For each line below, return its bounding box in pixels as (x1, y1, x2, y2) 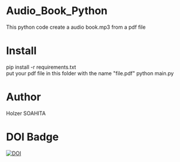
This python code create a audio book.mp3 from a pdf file (6, 23, 146, 31)
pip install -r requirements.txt (6, 63, 76, 70)
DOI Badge (6, 130, 59, 143)
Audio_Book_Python (6, 4, 108, 18)
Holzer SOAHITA (6, 110, 46, 117)
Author (6, 90, 41, 104)
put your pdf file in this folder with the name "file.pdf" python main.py (6, 69, 174, 77)
